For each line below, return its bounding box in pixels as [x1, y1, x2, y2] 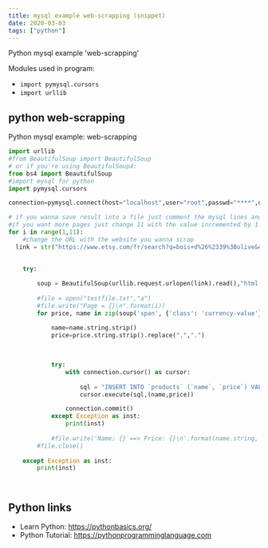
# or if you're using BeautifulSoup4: [8, 162, 137, 170]
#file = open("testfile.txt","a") [37, 294, 152, 303]
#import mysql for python [8, 177, 94, 185]
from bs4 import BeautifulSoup [8, 169, 112, 178]
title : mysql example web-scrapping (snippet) [8, 11, 166, 20]
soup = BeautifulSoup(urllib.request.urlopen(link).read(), [37, 280, 241, 288]
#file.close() [37, 442, 84, 450]
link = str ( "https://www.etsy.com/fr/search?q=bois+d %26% [15, 242, 213, 251]
